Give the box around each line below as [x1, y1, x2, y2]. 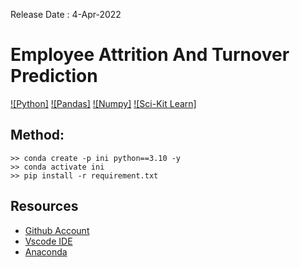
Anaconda [24, 245, 68, 258]
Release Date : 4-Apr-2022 [10, 9, 122, 20]
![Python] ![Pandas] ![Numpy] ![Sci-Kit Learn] [10, 97, 197, 109]
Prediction [10, 65, 98, 88]
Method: [10, 127, 65, 144]
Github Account [24, 224, 90, 236]
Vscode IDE [24, 235, 73, 247]
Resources [10, 198, 79, 215]
